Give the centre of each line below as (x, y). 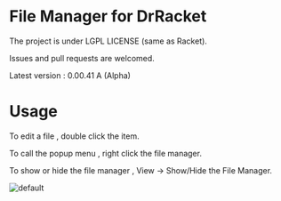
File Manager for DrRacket (108, 16)
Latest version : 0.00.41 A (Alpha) (70, 75)
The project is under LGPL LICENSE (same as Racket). (108, 41)
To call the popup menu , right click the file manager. (106, 153)
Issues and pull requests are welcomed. (82, 58)
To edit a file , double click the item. (74, 136)
